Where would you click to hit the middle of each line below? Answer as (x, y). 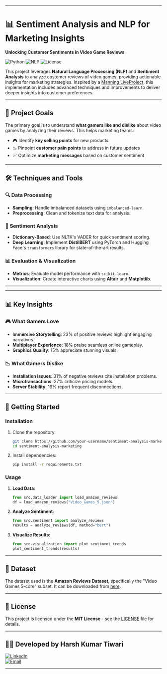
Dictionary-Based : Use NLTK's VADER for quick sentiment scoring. (81, 237)
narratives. (23, 339)
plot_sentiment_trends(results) (46, 549)
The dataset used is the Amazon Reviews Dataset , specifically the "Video (81, 581)
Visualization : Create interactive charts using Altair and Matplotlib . (82, 279)
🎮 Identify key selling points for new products (60, 140)
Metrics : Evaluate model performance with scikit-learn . (71, 274)
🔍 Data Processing (29, 195)
